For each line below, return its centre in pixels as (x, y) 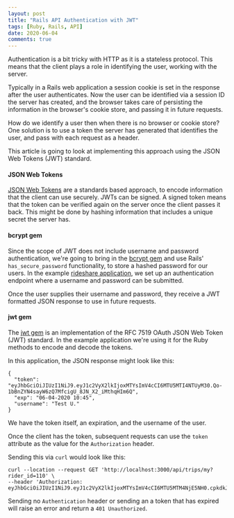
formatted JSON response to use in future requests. (82, 301)
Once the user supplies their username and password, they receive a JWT (114, 294)
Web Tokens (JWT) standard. (50, 159)
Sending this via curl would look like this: (67, 457)
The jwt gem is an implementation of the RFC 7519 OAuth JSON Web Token (116, 332)
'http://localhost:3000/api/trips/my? (157, 469)
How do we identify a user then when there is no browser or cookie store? (114, 123)
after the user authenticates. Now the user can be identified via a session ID (116, 95)
